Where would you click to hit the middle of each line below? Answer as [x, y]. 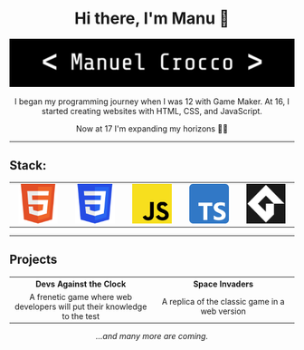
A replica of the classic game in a [223, 302]
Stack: [28, 165]
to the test [81, 316]
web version [223, 311]
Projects [33, 260]
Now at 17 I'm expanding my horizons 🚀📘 [152, 128]
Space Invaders [223, 284]
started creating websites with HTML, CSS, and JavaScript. [152, 111]
